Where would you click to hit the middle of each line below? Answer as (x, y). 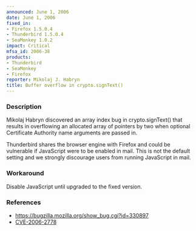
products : (19, 57)
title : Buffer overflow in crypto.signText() (65, 86)
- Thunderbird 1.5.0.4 (35, 35)
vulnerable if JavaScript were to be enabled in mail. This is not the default (98, 151)
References (24, 202)
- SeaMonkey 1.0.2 (29, 40)
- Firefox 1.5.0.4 (29, 29)
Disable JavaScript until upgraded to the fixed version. (74, 187)
